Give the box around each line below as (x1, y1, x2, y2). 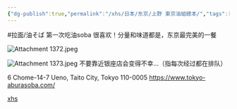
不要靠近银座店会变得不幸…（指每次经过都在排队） (79, 59, 227, 68)
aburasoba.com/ (7, 80, 55, 89)
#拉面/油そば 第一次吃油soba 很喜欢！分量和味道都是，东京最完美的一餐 (7, 30, 217, 39)
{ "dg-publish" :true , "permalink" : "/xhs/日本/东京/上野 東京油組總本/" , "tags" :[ (7, 10, 231, 18)
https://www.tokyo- (149, 73, 206, 82)
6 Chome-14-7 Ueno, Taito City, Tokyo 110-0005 (7, 73, 148, 82)
